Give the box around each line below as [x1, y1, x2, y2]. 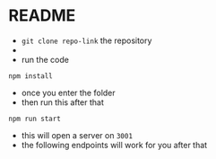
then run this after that [21, 96, 105, 108]
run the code [21, 54, 69, 65]
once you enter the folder [21, 87, 116, 98]
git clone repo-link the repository [21, 35, 152, 46]
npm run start [8, 114, 62, 123]
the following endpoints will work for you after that [21, 139, 208, 150]
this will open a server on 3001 [21, 129, 134, 140]
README [8, 5, 76, 26]
